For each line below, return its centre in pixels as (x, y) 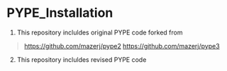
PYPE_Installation (60, 13)
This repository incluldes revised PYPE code (82, 59)
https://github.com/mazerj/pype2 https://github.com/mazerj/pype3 (122, 46)
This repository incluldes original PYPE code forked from (100, 32)
